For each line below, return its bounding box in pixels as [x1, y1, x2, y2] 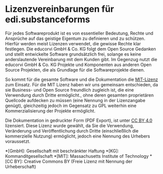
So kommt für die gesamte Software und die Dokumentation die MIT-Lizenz [5, 76, 159, 82]
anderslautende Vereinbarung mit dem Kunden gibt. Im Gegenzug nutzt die [5, 56, 158, 62]
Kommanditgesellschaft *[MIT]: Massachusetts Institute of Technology [5, 153, 149, 159]
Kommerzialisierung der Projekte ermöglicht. [5, 107, 96, 114]
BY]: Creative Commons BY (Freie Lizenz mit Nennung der [14, 158, 133, 164]
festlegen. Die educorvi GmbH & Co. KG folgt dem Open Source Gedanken [5, 46, 156, 52]
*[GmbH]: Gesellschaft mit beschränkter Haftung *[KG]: [5, 148, 119, 154]
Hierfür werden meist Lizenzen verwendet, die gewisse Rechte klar [5, 40, 141, 46]
